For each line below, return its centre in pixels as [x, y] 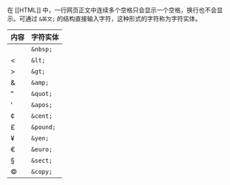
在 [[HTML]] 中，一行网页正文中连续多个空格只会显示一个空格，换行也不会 [112, 10]
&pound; [44, 127]
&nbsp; [42, 49]
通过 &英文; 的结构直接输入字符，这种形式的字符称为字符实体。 [113, 18]
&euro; [42, 149]
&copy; [42, 172]
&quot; [42, 94]
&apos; [42, 105]
